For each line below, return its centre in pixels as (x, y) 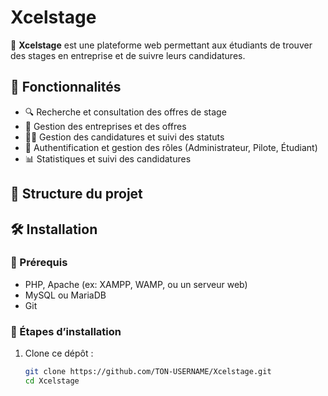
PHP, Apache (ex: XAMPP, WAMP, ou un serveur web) (136, 284)
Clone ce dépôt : (59, 353)
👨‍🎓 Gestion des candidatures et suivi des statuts (124, 137)
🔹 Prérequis (39, 263)
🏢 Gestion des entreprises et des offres (105, 126)
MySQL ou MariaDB (65, 295)
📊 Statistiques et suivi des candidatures (108, 158)
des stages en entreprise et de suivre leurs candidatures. (128, 55)
